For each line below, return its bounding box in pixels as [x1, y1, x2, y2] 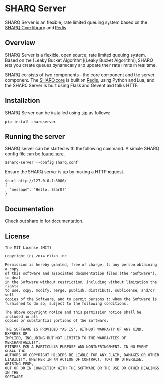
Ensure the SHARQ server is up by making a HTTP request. [5, 169, 125, 175]
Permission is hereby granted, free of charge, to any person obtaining [5, 262, 157, 267]
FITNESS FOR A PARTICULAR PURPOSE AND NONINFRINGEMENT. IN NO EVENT [5, 344, 148, 349]
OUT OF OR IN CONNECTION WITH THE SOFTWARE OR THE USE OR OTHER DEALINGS [5, 366, 160, 371]
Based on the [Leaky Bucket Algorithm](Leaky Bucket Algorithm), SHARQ [5, 57, 153, 63]
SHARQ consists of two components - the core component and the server [5, 72, 155, 78]
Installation [5, 96, 40, 105]
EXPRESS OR [5, 331, 27, 336]
